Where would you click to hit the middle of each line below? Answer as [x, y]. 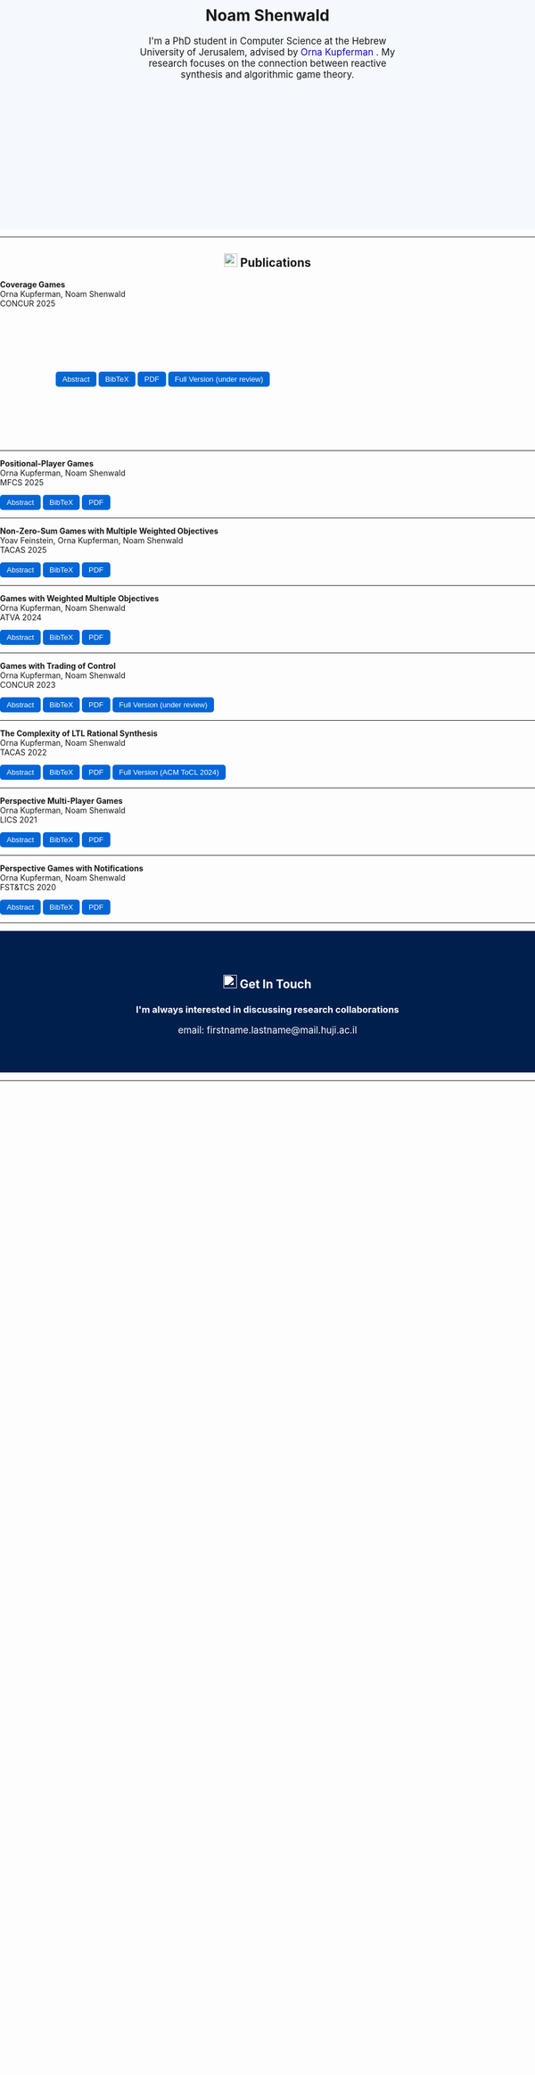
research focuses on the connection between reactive [267, 63]
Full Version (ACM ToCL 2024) [169, 772]
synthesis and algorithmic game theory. [267, 74]
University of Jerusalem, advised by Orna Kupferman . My [267, 52]
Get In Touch [276, 984]
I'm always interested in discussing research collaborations [267, 1009]
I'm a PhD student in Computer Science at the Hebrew [267, 41]
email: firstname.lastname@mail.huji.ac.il [267, 1029]
